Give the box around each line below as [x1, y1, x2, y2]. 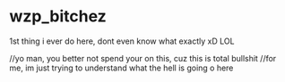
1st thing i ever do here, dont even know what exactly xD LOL [9, 36, 235, 46]
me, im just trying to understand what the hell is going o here [9, 62, 234, 73]
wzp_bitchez [9, 6, 108, 27]
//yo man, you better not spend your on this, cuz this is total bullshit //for [9, 53, 277, 63]
